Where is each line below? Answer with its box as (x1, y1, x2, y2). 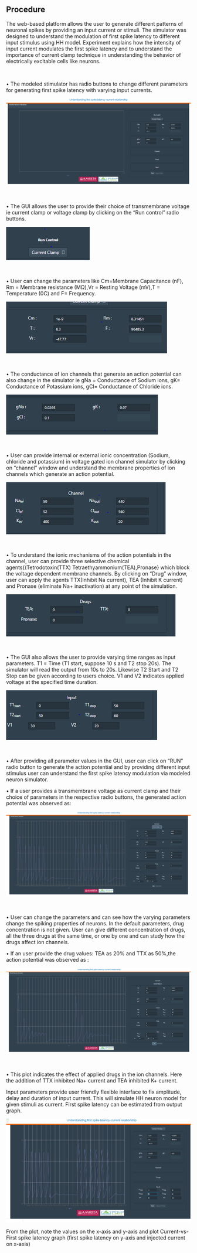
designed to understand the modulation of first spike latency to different (6, 32, 180, 40)
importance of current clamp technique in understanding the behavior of (6, 51, 181, 58)
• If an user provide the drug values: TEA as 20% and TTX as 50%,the (6, 950, 176, 957)
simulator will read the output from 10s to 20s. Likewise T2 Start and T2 (6, 666, 179, 673)
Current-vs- (160, 1228, 189, 1235)
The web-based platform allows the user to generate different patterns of (6, 20, 184, 27)
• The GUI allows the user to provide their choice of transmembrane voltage (6, 203, 190, 210)
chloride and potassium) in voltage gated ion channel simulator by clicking (6, 458, 186, 465)
